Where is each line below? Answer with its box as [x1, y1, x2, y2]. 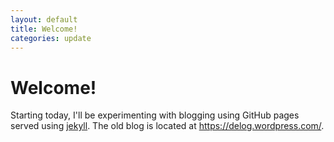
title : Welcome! [10, 24, 78, 34]
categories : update [10, 33, 92, 43]
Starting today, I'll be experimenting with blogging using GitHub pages [10, 109, 300, 121]
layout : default [10, 14, 78, 25]
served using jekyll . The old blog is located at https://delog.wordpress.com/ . [10, 120, 325, 132]
